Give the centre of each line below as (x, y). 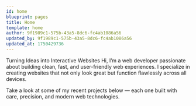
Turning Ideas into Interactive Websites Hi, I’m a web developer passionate (96, 60)
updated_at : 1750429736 (35, 44)
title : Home (20, 22)
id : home (17, 11)
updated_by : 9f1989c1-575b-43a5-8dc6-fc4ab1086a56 (69, 38)
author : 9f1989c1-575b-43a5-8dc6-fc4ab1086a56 (64, 33)
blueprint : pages (27, 17)
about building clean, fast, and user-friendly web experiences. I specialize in (98, 66)
